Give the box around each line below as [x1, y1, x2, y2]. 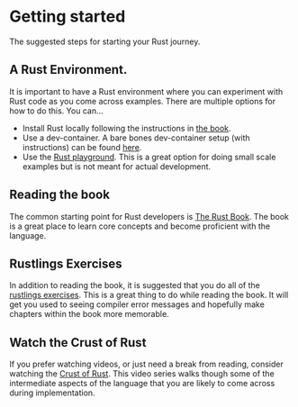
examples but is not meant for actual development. [22, 160, 212, 172]
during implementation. [9, 387, 96, 398]
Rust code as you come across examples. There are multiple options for [9, 95, 276, 106]
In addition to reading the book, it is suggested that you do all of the [9, 280, 261, 291]
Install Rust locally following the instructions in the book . [22, 122, 231, 133]
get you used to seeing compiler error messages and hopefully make [9, 299, 266, 310]
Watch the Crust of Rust [9, 335, 147, 350]
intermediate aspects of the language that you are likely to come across [9, 378, 275, 389]
